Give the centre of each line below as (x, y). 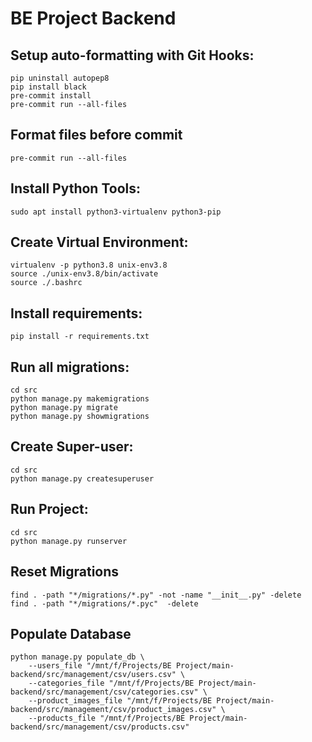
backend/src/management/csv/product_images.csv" (113, 710)
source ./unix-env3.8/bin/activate (84, 274)
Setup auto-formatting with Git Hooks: (132, 55)
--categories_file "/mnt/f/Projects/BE (111, 683)
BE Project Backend (93, 18)
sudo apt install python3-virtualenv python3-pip (116, 212)
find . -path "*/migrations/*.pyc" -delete (104, 603)
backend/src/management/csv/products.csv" (100, 727)
